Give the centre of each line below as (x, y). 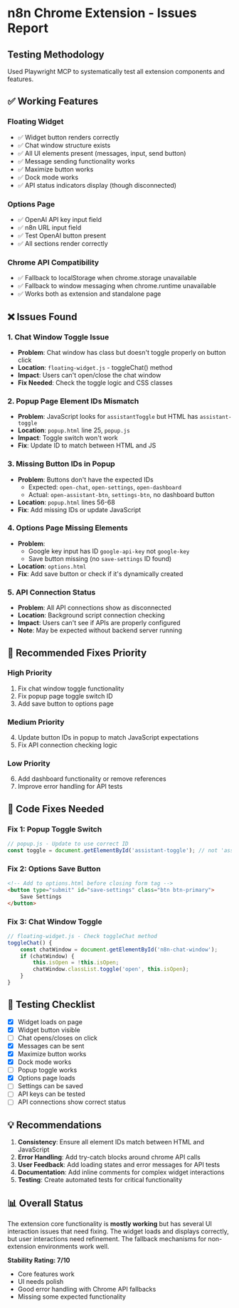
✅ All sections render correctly (63, 243)
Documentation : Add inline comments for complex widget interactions (121, 1172)
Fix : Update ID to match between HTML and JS (87, 445)
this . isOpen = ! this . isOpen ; (76, 963)
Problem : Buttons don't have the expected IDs (86, 479)
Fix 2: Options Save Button (54, 868)
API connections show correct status (72, 1102)
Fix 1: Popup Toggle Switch (55, 829)
